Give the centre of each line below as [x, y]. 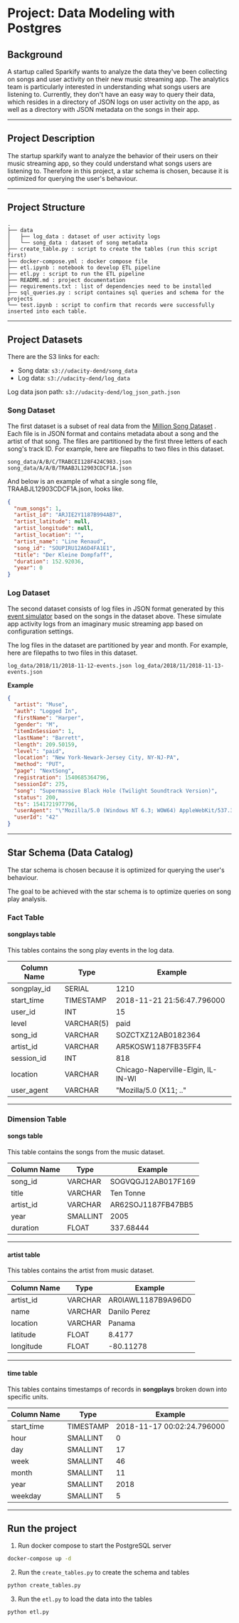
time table [22, 1373]
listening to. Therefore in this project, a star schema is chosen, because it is [118, 171]
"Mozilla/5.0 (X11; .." [151, 1090]
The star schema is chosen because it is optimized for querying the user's [116, 870]
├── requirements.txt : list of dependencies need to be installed [110, 286]
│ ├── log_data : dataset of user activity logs [84, 237]
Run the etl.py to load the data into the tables [85, 1599]
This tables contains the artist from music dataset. [81, 1270]
